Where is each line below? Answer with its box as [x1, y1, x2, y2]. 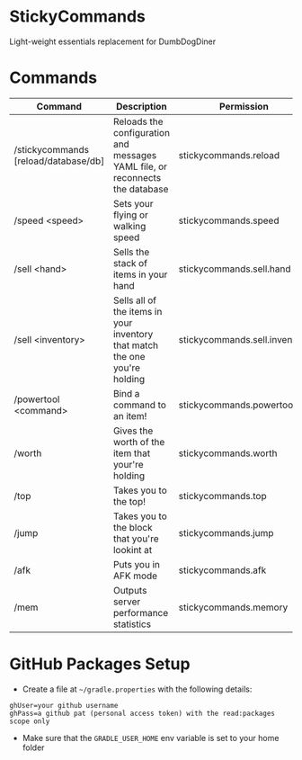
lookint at [112, 543, 153, 556]
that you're [112, 532, 159, 545]
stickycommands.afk [178, 564, 267, 577]
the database [112, 183, 169, 195]
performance [112, 606, 169, 619]
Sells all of [112, 294, 157, 307]
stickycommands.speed [178, 214, 280, 227]
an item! [112, 409, 147, 422]
